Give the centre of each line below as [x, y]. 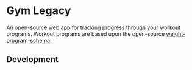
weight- [176, 33]
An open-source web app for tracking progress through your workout [94, 27]
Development [33, 59]
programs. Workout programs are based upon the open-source [86, 33]
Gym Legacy [39, 11]
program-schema [28, 40]
